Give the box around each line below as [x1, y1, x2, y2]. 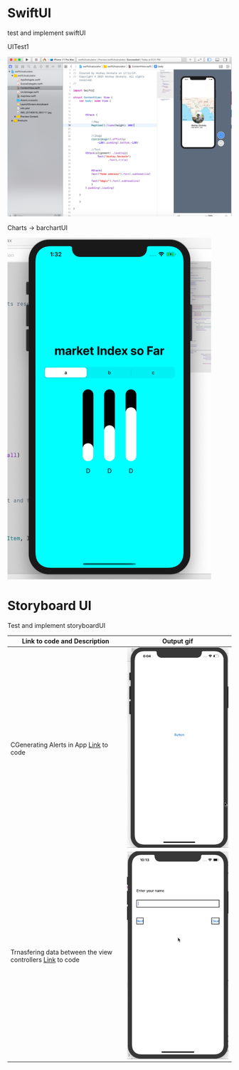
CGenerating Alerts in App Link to [10, 740, 109, 749]
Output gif [162, 637, 193, 646]
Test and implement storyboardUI [7, 621, 106, 629]
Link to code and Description [21, 637, 110, 646]
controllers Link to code [10, 955, 80, 964]
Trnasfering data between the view [10, 948, 112, 956]
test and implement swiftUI [7, 28, 86, 37]
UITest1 [7, 42, 29, 51]
